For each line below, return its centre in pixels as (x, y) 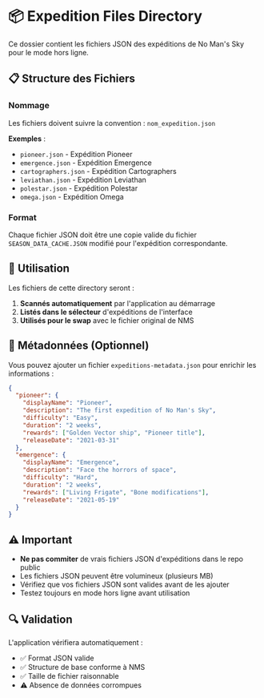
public (30, 567)
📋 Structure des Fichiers (72, 79)
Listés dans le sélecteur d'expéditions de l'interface (106, 312)
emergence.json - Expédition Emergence (86, 163)
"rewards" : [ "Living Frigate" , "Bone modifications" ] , (116, 492)
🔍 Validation (40, 619)
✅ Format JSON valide (57, 658)
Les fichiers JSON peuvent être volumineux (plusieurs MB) (116, 576)
